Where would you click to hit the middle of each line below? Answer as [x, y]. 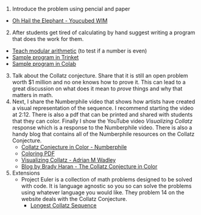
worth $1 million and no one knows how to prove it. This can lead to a [99, 82]
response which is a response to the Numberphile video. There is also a [102, 127]
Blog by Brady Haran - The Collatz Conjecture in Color [89, 166]
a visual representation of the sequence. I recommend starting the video [103, 108]
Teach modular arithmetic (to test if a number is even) [79, 51]
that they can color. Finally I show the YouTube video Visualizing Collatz [102, 121]
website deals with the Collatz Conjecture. [74, 199]
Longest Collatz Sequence [63, 205]
